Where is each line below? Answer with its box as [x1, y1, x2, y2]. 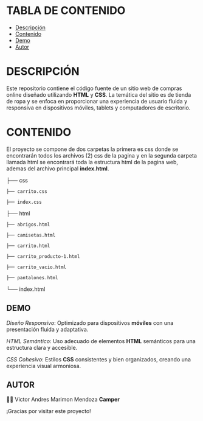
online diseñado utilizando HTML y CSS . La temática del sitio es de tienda [6, 91, 191, 98]
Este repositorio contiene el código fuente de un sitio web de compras [6, 85, 182, 92]
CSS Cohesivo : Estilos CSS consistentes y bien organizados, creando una [6, 355, 191, 363]
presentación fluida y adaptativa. [6, 325, 89, 333]
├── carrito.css [6, 188, 47, 195]
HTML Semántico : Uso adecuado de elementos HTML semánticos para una [6, 337, 196, 344]
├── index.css [6, 199, 43, 205]
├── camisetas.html [6, 232, 56, 238]
